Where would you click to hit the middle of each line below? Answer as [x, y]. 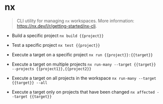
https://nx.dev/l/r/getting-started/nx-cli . [57, 26]
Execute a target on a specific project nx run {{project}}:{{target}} [82, 54]
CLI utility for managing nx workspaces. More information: [75, 21]
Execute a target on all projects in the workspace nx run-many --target [84, 78]
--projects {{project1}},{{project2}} [51, 69]
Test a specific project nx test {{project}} [56, 45]
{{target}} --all [30, 83]
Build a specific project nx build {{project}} [58, 35]
